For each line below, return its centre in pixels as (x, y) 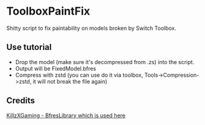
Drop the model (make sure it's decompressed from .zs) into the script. (105, 62)
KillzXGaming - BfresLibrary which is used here (66, 115)
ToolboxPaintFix (48, 11)
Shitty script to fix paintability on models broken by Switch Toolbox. (91, 28)
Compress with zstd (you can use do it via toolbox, (79, 75)
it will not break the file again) (70, 81)
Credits (21, 101)
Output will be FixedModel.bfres (56, 68)
